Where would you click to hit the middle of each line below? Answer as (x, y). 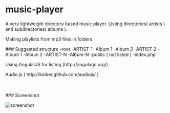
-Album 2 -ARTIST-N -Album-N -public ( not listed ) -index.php (89, 54)
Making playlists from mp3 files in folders (49, 39)
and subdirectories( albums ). (36, 29)
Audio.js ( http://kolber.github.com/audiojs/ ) (52, 74)
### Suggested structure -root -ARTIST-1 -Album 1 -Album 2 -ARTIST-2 (81, 49)
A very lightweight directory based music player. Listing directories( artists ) (85, 24)
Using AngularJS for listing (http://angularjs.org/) (57, 64)
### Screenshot (22, 95)
